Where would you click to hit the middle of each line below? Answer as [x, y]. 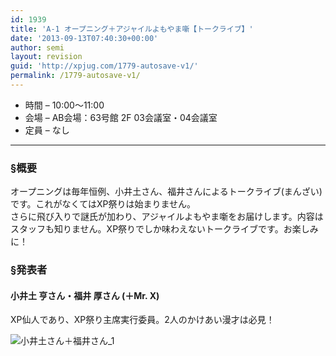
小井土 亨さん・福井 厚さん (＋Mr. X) [85, 295]
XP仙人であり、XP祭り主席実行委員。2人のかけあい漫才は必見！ [142, 320]
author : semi [37, 47]
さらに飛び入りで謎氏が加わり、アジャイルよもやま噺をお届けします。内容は [167, 217]
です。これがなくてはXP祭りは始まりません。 [103, 204]
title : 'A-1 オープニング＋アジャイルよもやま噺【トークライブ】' [132, 29]
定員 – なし [47, 130]
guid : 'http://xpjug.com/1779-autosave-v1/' [104, 66]
